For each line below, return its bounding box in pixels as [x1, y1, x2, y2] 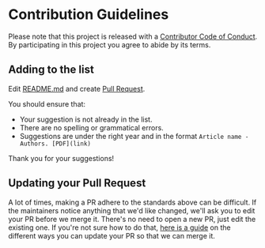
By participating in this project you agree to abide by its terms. [8, 39, 211, 49]
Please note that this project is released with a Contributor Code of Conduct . [8, 32, 258, 41]
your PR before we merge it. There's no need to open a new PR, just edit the [8, 214, 256, 224]
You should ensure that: [8, 99, 85, 108]
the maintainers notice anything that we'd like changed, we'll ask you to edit [8, 205, 256, 215]
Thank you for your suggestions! [8, 153, 115, 163]
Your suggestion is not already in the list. [19, 115, 153, 124]
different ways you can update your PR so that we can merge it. [8, 231, 216, 240]
